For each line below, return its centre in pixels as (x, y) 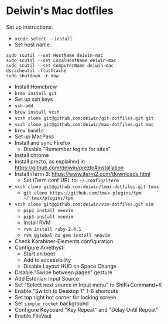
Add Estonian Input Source (47, 278)
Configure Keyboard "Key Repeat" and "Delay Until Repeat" (86, 309)
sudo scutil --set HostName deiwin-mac (55, 55)
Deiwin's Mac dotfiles (60, 11)
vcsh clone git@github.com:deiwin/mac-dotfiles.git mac (84, 124)
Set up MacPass (34, 137)
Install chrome (32, 155)
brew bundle (29, 131)
